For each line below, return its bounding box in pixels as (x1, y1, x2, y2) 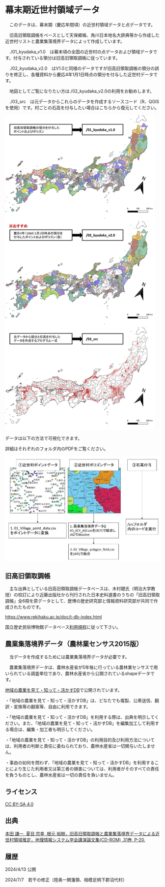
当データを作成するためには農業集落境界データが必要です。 (9, 654, 130, 660)
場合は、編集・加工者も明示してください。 (9, 726, 96, 732)
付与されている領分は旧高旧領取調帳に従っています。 (13, 55, 120, 61)
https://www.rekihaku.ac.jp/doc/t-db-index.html (5, 614, 102, 620)
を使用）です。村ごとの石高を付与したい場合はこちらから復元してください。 (5, 104, 160, 111)
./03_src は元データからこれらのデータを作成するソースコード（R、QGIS (9, 98, 160, 104)
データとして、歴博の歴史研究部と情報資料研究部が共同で (37, 598, 154, 604)
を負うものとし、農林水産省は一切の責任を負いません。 (5, 772, 117, 778)
